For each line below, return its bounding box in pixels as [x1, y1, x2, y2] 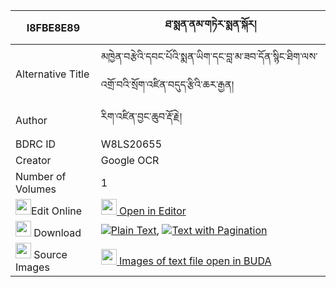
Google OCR [100, 154, 160, 167]
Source [33, 248, 68, 261]
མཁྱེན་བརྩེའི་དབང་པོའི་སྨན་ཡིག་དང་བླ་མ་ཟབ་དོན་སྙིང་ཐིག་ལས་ [100, 50, 318, 63]
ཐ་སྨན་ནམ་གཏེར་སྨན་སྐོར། [164, 17, 257, 31]
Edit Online [31, 204, 83, 218]
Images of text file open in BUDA [119, 254, 272, 268]
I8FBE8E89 [26, 20, 81, 34]
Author [15, 113, 48, 127]
